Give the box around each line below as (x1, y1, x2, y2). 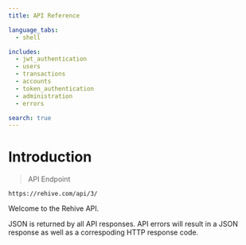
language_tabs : (8, 25, 59, 34)
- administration (15, 92, 73, 100)
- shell (15, 33, 41, 41)
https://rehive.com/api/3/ (8, 190, 98, 198)
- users (15, 63, 41, 71)
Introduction (8, 148, 92, 166)
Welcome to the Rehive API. (8, 204, 100, 213)
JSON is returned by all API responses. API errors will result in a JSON (8, 220, 239, 229)
